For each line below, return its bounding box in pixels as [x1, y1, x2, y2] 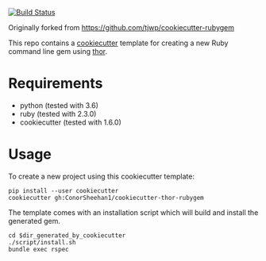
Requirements [8, 75, 103, 93]
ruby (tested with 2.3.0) [19, 109, 97, 118]
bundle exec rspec [8, 245, 69, 253]
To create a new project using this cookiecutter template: [8, 171, 195, 181]
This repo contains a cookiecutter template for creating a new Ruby [8, 38, 229, 48]
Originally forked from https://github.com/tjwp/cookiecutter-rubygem [8, 23, 235, 32]
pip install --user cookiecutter [8, 186, 119, 194]
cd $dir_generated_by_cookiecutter [8, 231, 126, 240]
